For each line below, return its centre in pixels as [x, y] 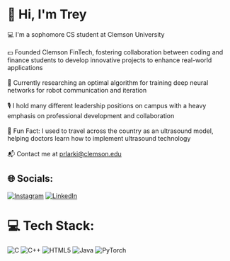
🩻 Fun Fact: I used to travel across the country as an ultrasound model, [110, 131]
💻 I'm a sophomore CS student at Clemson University [86, 34]
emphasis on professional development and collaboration [91, 115]
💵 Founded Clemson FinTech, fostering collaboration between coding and [115, 52]
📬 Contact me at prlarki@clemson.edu [64, 153]
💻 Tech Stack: [51, 225]
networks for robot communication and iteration [77, 90]
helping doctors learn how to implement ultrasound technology [99, 138]
